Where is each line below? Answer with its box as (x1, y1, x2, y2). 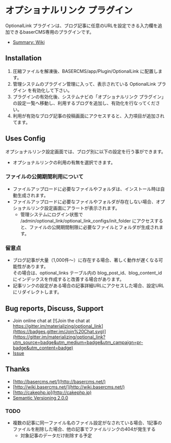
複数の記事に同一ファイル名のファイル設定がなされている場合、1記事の (12, 420, 162, 426)
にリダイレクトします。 (12, 289, 62, 295)
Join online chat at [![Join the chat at (12, 317, 90, 324)
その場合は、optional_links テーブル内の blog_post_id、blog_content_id (12, 270, 162, 276)
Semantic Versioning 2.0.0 (12, 395, 68, 401)
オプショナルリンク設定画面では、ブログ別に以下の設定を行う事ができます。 (5, 149, 166, 155)
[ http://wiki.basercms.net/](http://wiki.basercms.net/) (12, 384, 125, 390)
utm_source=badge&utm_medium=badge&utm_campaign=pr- (12, 339, 143, 345)
